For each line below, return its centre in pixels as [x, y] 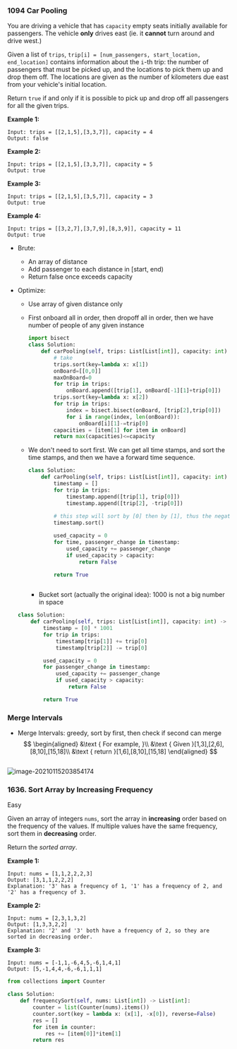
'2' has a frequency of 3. [47, 892]
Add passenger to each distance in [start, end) [96, 269]
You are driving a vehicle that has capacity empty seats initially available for [117, 26]
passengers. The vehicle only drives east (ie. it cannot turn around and [111, 33]
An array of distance [58, 262]
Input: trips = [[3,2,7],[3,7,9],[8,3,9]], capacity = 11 [94, 229]
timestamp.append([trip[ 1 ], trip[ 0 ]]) [123, 497]
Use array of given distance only [75, 304]
